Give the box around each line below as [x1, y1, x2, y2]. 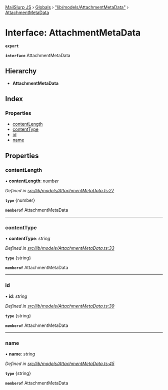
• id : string [5, 293, 27, 299]
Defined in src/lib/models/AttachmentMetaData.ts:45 [5, 360, 115, 367]
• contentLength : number [5, 178, 59, 184]
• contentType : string [5, 235, 50, 242]
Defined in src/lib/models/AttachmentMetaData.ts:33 [5, 245, 115, 251]
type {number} [5, 197, 35, 203]
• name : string [5, 351, 35, 357]
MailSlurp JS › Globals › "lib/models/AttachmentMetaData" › [5, 5, 129, 10]
